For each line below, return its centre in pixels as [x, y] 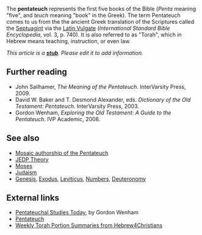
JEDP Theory [32, 159]
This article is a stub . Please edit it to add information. [75, 53]
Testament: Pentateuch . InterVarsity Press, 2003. [77, 106]
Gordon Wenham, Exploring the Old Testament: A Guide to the [93, 113]
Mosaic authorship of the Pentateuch [62, 153]
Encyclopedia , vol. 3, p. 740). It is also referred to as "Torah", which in [94, 35]
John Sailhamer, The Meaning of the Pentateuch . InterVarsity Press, [100, 86]
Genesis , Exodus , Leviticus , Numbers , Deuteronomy [81, 178]
